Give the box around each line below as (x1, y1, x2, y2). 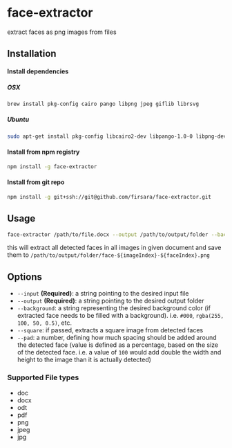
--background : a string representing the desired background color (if (17, 304, 211, 312)
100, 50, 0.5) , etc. (17, 319, 72, 327)
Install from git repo (7, 178, 65, 186)
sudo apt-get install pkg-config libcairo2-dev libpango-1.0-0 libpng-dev (7, 133, 227, 140)
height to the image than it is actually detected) (17, 355, 152, 364)
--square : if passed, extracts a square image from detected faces (17, 326, 204, 334)
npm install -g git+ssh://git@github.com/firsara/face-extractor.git (7, 193, 212, 200)
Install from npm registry (7, 147, 80, 156)
